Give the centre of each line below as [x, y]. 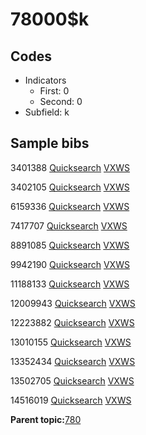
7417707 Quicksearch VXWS [69, 225]
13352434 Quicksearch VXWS [73, 361]
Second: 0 [61, 101]
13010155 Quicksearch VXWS [71, 342]
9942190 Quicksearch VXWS [70, 264]
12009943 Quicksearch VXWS [73, 303]
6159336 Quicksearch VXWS [70, 206]
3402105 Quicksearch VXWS [70, 187]
